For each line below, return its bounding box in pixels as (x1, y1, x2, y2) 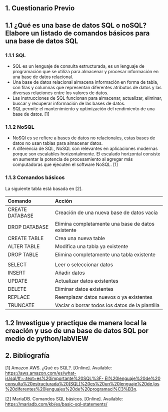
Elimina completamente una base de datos (54, 220, 155, 227)
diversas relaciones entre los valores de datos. (12, 90, 108, 96)
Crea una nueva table (54, 235, 105, 242)
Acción (54, 197, 72, 204)
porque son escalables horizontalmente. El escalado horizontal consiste (12, 151, 161, 157)
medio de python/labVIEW (5, 334, 88, 343)
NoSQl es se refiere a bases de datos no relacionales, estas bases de (12, 135, 155, 141)
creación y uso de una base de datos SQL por (5, 327, 149, 335)
